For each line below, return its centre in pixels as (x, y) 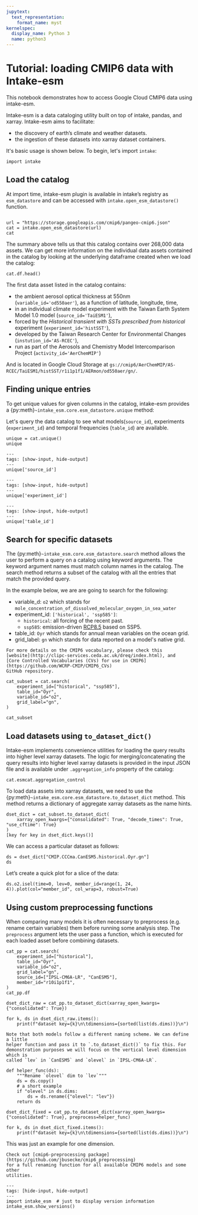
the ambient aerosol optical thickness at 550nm (73, 296)
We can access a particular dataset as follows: (63, 846)
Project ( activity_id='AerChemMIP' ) (58, 352)
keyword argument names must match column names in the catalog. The (95, 566)
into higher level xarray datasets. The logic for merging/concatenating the (96, 756)
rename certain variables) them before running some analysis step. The (93, 928)
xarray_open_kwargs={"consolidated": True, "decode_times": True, (100, 820)
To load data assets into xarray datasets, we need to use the (79, 791)
